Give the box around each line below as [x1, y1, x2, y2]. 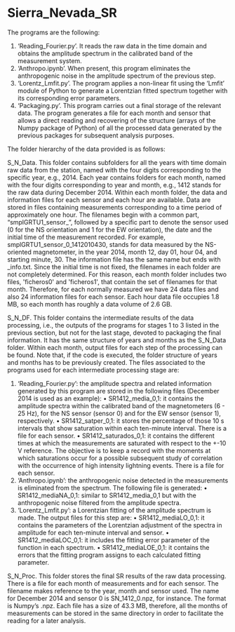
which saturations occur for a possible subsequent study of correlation [17, 454, 223, 462]
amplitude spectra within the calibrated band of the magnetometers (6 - [17, 401, 226, 410]
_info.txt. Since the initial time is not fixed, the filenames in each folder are [7, 262, 221, 271]
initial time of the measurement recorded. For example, [7, 233, 166, 241]
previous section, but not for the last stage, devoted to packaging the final [7, 328, 221, 337]
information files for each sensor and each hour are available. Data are [7, 195, 211, 204]
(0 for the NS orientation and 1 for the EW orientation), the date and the [7, 225, 213, 234]
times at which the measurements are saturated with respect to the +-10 [17, 438, 227, 447]
